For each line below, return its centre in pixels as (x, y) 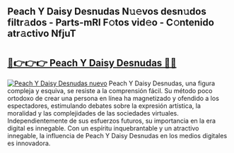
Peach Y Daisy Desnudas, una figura (162, 83)
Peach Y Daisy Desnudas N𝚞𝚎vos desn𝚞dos (107, 12)
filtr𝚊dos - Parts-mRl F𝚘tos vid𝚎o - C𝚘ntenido (111, 23)
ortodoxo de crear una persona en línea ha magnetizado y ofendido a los (113, 98)
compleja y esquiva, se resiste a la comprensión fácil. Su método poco (110, 91)
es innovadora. (29, 143)
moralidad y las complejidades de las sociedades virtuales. (93, 113)
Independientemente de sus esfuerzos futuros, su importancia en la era (112, 121)
